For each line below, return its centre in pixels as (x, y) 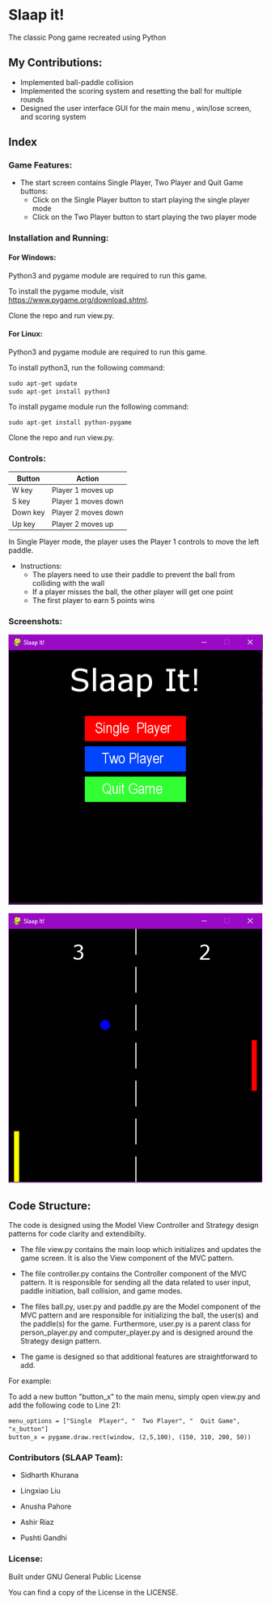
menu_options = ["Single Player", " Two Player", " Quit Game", (125, 1421)
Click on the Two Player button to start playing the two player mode (144, 217)
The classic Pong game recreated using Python (87, 37)
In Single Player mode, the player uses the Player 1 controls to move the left (134, 542)
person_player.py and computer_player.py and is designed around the (136, 1332)
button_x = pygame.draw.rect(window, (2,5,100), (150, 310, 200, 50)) (130, 1437)
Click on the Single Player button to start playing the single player (141, 200)
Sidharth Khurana (49, 1475)
